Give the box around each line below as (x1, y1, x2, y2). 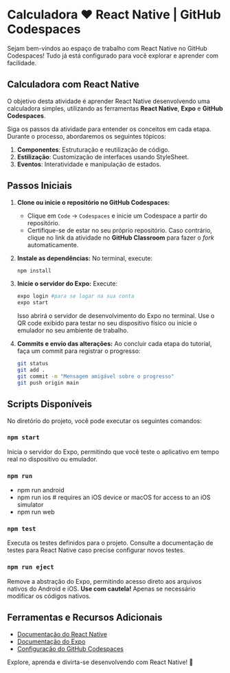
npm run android (16, 486, 65, 494)
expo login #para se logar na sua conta (16, 293, 135, 300)
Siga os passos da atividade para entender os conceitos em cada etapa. (7, 124, 211, 133)
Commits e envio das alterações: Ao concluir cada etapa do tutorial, (16, 340, 212, 348)
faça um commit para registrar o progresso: (16, 347, 141, 355)
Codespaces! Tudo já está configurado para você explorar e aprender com (7, 52, 218, 60)
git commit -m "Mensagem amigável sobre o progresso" (16, 373, 174, 380)
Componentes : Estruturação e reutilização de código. (16, 145, 170, 154)
